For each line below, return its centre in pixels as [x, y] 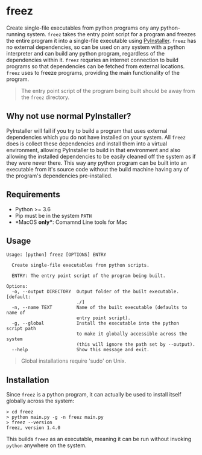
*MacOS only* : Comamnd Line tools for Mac [71, 222]
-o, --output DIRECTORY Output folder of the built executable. [96, 292]
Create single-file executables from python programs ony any [83, 28]
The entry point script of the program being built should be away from [108, 91]
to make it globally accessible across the [132, 334]
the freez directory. [45, 97]
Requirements [33, 195]
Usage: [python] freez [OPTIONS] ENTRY [56, 255]
